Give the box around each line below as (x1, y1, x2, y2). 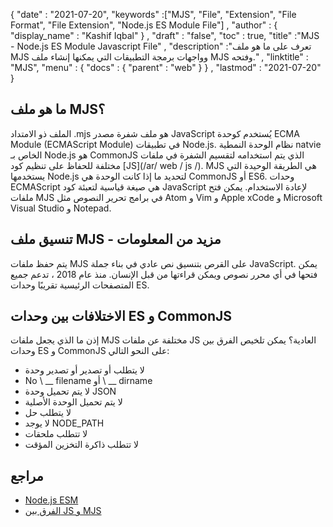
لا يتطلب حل (24, 407, 72, 419)
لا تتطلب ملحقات (24, 428, 88, 440)
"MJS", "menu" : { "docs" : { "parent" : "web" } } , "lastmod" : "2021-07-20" (10, 62, 322, 73)
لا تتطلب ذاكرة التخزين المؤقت (24, 439, 139, 451)
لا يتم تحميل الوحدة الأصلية (24, 396, 123, 408)
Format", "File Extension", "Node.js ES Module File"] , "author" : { (10, 19, 278, 31)
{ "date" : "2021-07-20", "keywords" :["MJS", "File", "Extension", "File (10, 9, 297, 20)
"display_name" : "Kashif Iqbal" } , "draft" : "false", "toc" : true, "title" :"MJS (10, 30, 320, 41)
